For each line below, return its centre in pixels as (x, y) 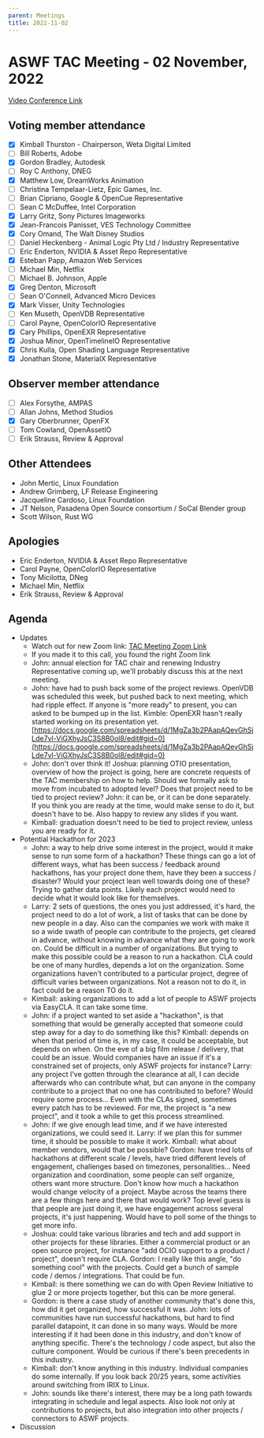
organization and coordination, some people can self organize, (133, 1175)
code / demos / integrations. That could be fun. (108, 1276)
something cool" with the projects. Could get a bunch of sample (135, 1267)
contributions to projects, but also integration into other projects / (137, 1410)
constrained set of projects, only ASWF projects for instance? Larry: (141, 1066)
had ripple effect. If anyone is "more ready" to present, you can (134, 705)
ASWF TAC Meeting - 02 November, (128, 62)
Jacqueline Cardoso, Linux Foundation (82, 499)
